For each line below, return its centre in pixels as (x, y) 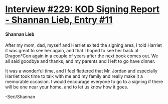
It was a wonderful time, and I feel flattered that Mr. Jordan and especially (81, 71)
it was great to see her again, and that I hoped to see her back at (72, 51)
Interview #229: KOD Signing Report (82, 9)
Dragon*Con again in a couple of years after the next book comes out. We (82, 56)
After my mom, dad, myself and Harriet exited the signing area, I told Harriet (83, 45)
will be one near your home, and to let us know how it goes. (67, 87)
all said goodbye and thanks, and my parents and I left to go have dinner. (80, 61)
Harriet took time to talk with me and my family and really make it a (74, 76)
